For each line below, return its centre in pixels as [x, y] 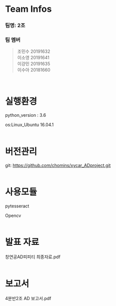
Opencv [13, 216]
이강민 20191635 [34, 64]
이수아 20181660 [34, 70]
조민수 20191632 [34, 51]
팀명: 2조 [15, 26]
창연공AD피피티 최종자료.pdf [33, 257]
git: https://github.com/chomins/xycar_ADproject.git [58, 166]
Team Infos [28, 9]
